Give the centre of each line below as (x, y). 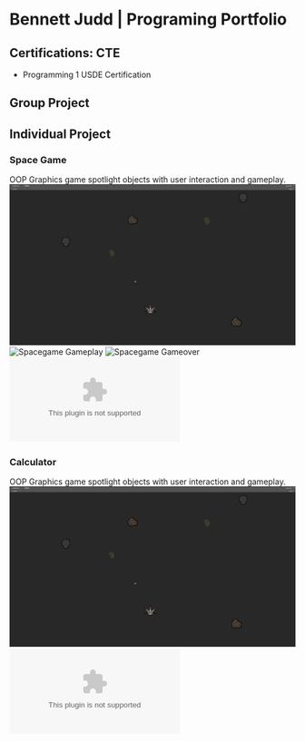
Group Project (49, 103)
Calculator (33, 462)
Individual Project (60, 134)
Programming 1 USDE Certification (87, 74)
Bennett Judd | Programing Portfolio (148, 19)
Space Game (38, 160)
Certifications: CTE (65, 53)
